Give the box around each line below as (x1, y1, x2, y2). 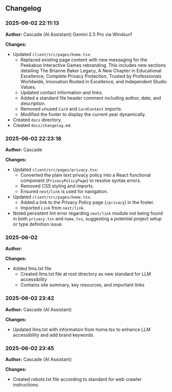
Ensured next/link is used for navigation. (20, 188, 108, 194)
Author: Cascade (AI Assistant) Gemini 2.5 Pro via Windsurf (5, 31, 132, 38)
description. (20, 100, 46, 106)
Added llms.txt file (12, 266, 51, 272)
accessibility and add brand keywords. (12, 331, 95, 338)
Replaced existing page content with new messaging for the (20, 57, 147, 63)
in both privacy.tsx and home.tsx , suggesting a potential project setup (12, 215, 162, 221)
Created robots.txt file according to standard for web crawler (12, 376, 142, 382)
